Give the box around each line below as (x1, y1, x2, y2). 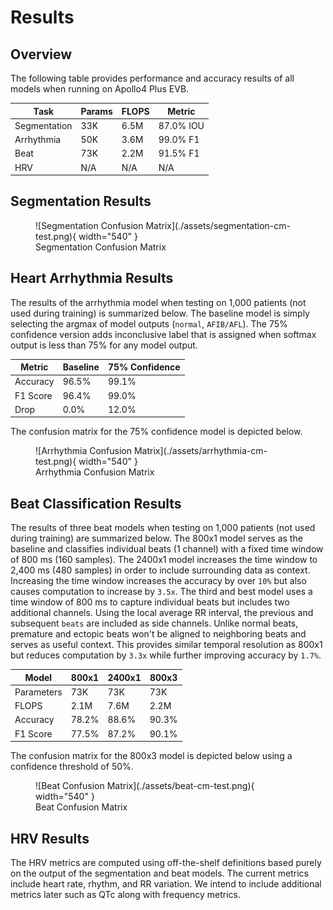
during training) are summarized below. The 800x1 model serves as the (10, 532, 303, 545)
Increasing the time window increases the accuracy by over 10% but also (10, 575, 307, 587)
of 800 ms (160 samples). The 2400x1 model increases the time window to (10, 554, 318, 566)
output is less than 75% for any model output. (10, 339, 198, 351)
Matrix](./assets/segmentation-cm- (145, 219, 292, 231)
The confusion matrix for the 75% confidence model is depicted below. (10, 426, 303, 438)
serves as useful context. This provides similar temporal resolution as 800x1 (10, 639, 323, 651)
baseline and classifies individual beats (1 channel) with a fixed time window (10, 543, 324, 555)
